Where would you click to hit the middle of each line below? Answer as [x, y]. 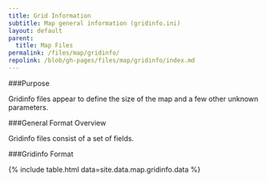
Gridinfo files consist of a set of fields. [71, 138]
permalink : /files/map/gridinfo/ [64, 53]
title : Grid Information [50, 16]
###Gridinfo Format [41, 154]
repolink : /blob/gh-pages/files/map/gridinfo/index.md [102, 61]
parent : [21, 38]
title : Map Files [44, 46]
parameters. [28, 107]
